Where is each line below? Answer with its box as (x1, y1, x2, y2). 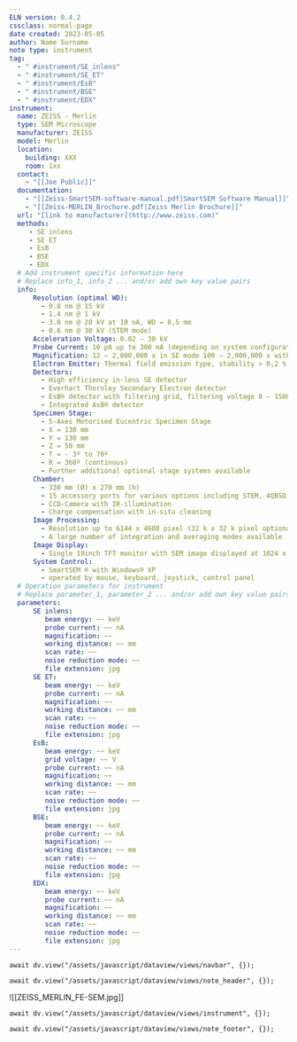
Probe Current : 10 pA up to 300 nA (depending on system (32, 342, 247, 351)
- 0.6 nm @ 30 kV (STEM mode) (41, 326, 152, 335)
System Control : (32, 557, 93, 566)
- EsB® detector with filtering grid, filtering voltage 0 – (41, 392, 271, 402)
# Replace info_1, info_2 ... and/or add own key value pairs (17, 277, 251, 286)
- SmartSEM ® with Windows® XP (41, 565, 156, 575)
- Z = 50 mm (41, 442, 86, 450)
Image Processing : (32, 516, 101, 525)
